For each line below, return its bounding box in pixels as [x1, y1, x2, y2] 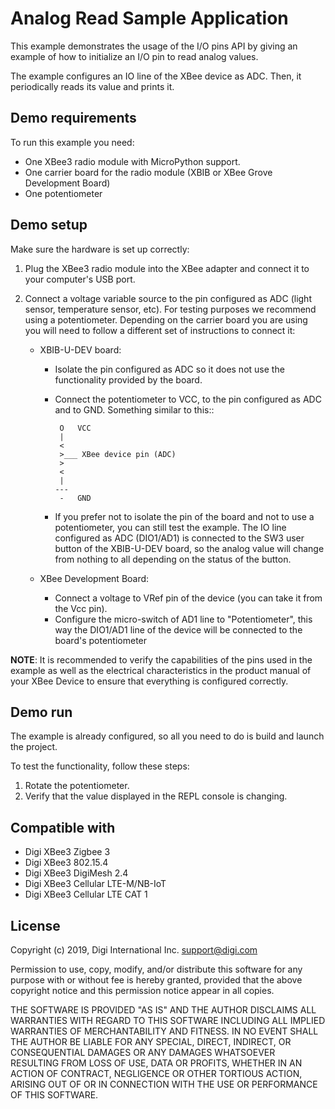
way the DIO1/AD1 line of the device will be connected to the [54, 623, 303, 636]
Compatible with [10, 819, 116, 836]
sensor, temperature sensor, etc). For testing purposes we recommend [24, 303, 317, 315]
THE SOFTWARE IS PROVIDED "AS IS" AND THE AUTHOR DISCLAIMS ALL [10, 1004, 317, 1016]
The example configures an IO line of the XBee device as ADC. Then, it [10, 70, 302, 82]
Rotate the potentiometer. [24, 780, 130, 792]
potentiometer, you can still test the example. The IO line [54, 521, 287, 533]
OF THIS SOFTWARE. [10, 1089, 99, 1101]
